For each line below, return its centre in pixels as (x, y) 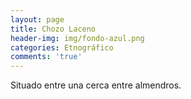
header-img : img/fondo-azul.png (77, 38)
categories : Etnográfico (62, 47)
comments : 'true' (46, 57)
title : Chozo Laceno (53, 29)
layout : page (37, 19)
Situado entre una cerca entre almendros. (96, 85)
